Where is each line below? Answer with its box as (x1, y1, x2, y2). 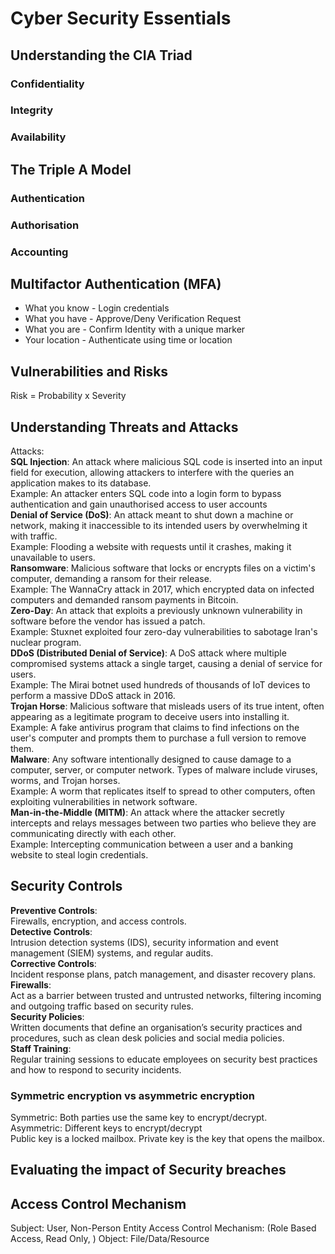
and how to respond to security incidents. (10, 1063, 182, 1076)
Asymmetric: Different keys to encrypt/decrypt (10, 1122, 203, 1134)
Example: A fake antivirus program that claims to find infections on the (10, 721, 300, 733)
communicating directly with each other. (10, 827, 177, 839)
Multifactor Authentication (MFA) (10, 275, 222, 292)
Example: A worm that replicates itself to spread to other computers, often (10, 785, 316, 797)
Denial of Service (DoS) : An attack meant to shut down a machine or (10, 508, 294, 521)
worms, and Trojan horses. (10, 774, 121, 786)
